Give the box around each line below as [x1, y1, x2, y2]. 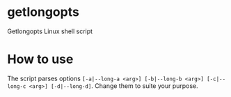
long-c [7, 82, 26, 90]
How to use [7, 51, 74, 67]
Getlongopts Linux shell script [7, 27, 93, 35]
